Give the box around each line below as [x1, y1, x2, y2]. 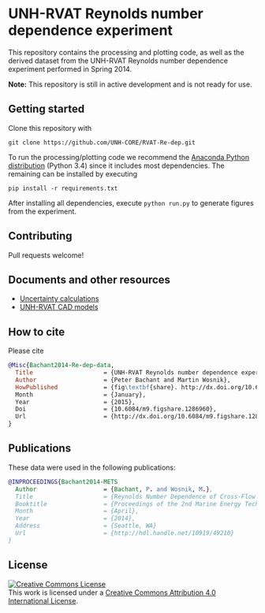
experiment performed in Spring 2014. [8, 64, 132, 73]
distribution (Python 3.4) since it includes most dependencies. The [8, 161, 225, 170]
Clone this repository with [8, 123, 92, 132]
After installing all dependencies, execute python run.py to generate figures [8, 198, 254, 207]
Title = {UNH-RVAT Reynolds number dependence [15, 369, 238, 377]
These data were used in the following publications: [8, 463, 176, 472]
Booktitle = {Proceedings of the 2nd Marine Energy [15, 500, 242, 508]
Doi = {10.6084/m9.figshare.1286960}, [15, 405, 217, 414]
